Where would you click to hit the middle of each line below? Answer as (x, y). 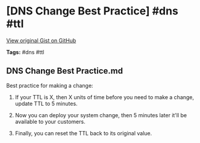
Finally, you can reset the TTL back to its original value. (83, 133)
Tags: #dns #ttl (25, 52)
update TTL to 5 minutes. (46, 103)
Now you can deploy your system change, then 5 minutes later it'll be (101, 115)
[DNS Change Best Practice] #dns (92, 11)
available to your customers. (50, 121)
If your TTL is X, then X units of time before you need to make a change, (105, 97)
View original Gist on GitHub (41, 40)
